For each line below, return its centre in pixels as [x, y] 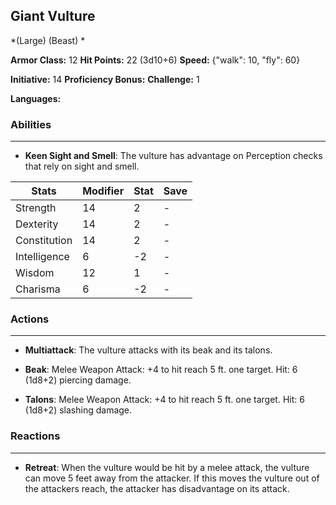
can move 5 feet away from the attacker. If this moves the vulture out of [172, 478]
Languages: [36, 98]
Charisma [38, 289]
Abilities [31, 124]
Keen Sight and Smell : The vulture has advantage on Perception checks [173, 156]
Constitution [44, 241]
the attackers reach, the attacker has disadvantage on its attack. [157, 488]
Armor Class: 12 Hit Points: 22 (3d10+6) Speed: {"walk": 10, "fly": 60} [155, 60]
